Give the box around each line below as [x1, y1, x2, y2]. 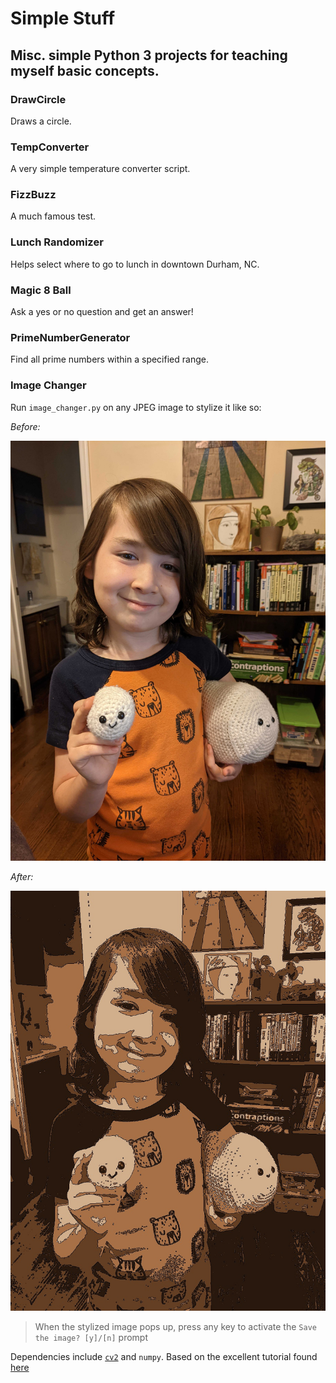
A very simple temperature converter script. [10, 163, 191, 175]
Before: [10, 420, 41, 432]
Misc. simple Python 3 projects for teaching [10, 47, 288, 64]
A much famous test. [10, 210, 97, 222]
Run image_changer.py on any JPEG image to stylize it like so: [10, 401, 262, 413]
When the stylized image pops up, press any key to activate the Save [34, 1320, 317, 1332]
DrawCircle [10, 92, 67, 106]
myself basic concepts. [10, 62, 160, 79]
